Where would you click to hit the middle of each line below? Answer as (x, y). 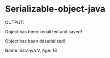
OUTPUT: (15, 22)
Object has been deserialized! (35, 41)
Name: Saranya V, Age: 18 (31, 50)
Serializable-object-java (55, 9)
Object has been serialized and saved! (44, 31)
